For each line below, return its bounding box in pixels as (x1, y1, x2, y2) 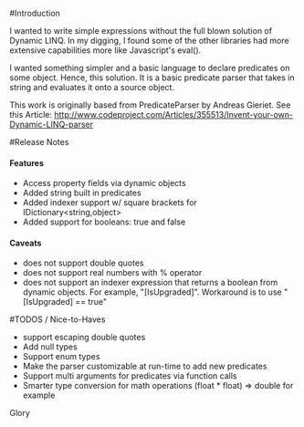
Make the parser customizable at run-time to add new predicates (22, 360, 267, 372)
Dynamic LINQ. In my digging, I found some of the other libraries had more (9, 36, 289, 46)
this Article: (9, 109, 53, 120)
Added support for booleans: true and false (22, 216, 186, 227)
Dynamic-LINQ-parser (9, 119, 94, 130)
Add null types (22, 341, 78, 352)
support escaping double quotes (22, 332, 146, 343)
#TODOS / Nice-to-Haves (9, 314, 106, 325)
